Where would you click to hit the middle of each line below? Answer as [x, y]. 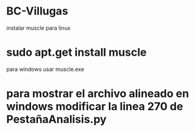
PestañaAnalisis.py [56, 120]
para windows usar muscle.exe [45, 69]
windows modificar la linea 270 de [95, 107]
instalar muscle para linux [39, 28]
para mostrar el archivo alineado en [98, 94]
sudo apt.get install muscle [76, 52]
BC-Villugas [37, 11]
